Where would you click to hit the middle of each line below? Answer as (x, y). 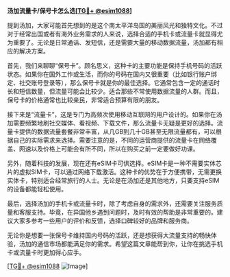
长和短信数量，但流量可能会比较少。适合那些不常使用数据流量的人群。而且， (115, 91)
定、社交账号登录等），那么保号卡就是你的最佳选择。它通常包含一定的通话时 (114, 83)
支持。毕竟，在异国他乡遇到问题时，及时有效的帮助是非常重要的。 (124, 212)
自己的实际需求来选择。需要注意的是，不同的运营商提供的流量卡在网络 (112, 140)
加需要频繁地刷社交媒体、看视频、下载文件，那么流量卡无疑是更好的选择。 (112, 123)
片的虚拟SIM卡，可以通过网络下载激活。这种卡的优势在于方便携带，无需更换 (115, 172)
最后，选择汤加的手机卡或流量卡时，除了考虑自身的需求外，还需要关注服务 (112, 204)
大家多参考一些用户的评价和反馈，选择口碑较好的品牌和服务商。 (103, 221)
